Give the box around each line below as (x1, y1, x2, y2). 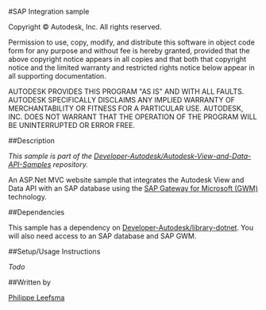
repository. (52, 160, 89, 169)
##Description (8, 136, 56, 145)
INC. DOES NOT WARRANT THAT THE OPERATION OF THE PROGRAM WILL (8, 112, 257, 122)
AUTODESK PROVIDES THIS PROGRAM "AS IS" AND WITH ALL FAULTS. (8, 87, 245, 96)
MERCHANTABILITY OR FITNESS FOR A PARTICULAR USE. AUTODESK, (8, 103, 244, 113)
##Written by (8, 277, 52, 287)
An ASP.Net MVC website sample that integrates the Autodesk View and (8, 175, 245, 184)
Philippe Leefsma (8, 293, 65, 302)
